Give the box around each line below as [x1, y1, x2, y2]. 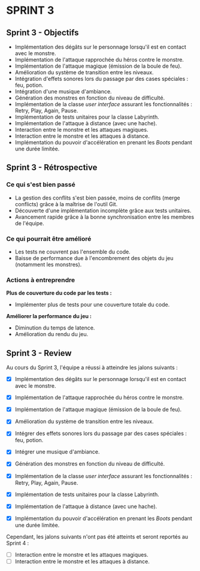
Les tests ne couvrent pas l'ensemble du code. [14, 248, 131, 255]
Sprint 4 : [6, 539, 29, 546]
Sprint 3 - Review [6, 348, 72, 358]
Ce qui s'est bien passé [6, 180, 76, 189]
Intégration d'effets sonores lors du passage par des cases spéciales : [14, 75, 189, 82]
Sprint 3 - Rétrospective [6, 162, 98, 173]
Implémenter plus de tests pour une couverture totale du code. [14, 301, 170, 309]
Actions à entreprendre [6, 276, 75, 284]
